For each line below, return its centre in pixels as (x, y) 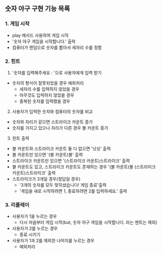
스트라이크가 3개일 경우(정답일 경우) (46, 179)
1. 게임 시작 (17, 24)
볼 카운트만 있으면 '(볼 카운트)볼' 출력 (47, 154)
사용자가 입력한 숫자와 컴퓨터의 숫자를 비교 (53, 111)
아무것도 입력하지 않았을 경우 (47, 95)
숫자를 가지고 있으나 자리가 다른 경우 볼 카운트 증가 (60, 128)
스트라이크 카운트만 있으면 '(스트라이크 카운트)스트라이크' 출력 (71, 161)
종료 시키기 (30, 235)
